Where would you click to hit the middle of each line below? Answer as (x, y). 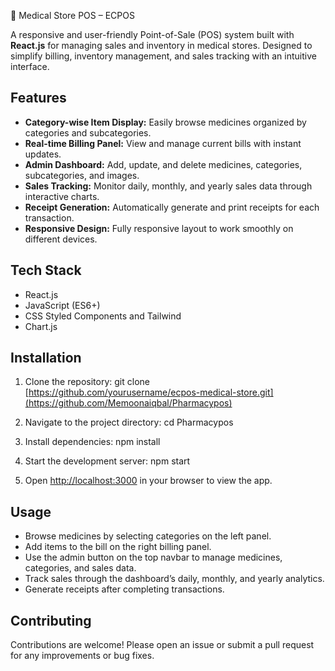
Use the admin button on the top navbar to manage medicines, (153, 557)
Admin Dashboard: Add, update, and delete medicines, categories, (163, 164)
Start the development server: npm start (107, 461)
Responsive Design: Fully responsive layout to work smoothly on (159, 228)
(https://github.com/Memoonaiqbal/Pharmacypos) (128, 403)
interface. (30, 66)
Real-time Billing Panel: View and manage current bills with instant (163, 143)
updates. (43, 154)
